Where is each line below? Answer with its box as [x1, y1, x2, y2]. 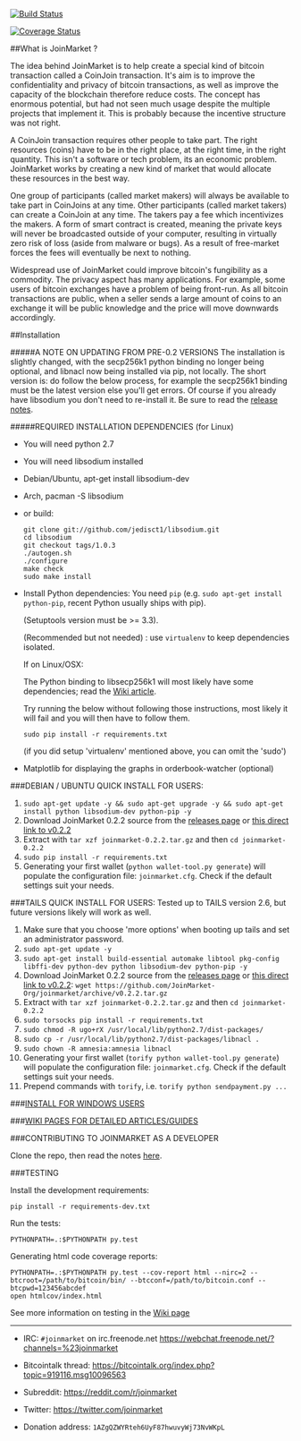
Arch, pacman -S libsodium [22, 490, 124, 501]
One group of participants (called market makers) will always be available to [10, 191, 289, 200]
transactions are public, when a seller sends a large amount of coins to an [10, 294, 282, 303]
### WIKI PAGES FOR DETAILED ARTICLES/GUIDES [10, 1115, 199, 1126]
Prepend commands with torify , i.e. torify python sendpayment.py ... [22, 1081, 288, 1091]
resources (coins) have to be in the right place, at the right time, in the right [10, 144, 287, 155]
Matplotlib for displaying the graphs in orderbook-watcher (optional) [22, 763, 274, 773]
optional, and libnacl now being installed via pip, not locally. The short [10, 366, 267, 376]
